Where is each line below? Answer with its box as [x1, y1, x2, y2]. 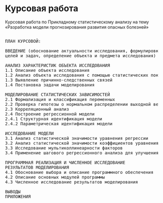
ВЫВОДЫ [5, 189, 21, 194]
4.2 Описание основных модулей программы [5, 174, 105, 180]
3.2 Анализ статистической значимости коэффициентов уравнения [5, 140, 159, 146]
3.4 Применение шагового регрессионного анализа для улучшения [5, 150, 159, 155]
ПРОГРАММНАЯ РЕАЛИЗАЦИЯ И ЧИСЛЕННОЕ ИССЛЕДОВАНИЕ [5, 160, 126, 165]
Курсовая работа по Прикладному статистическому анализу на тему [5, 19, 149, 25]
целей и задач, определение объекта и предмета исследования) [5, 53, 156, 58]
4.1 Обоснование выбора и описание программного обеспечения [5, 169, 154, 175]
